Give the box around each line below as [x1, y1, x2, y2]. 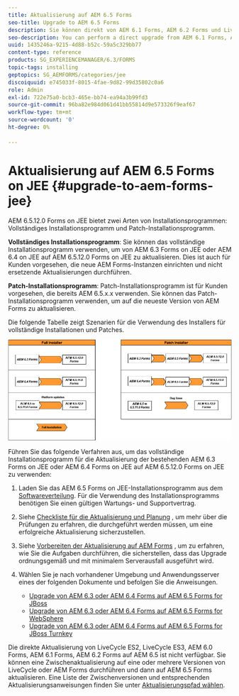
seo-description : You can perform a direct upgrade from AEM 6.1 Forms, [8, 34, 228, 41]
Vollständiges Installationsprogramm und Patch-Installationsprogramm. [8, 223, 216, 232]
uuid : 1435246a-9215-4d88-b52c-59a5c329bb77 [8, 41, 142, 49]
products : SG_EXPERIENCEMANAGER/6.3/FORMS [8, 57, 135, 64]
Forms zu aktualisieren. [8, 304, 77, 312]
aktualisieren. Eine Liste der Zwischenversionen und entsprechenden [8, 673, 210, 682]
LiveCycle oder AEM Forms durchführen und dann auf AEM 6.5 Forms [8, 665, 212, 674]
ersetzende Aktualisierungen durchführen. [8, 267, 132, 276]
